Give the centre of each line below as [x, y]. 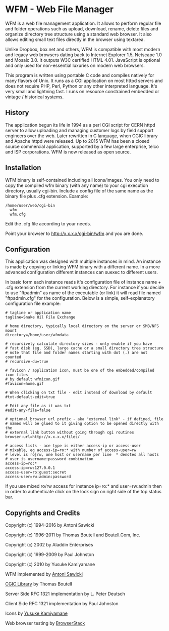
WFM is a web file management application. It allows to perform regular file [83, 23]
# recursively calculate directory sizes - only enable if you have [79, 344]
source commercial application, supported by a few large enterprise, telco [82, 146]
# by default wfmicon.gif [32, 379]
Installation [23, 168]
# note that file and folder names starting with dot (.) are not [76, 353]
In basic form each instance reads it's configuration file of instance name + [83, 282]
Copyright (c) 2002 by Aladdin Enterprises [49, 545]
